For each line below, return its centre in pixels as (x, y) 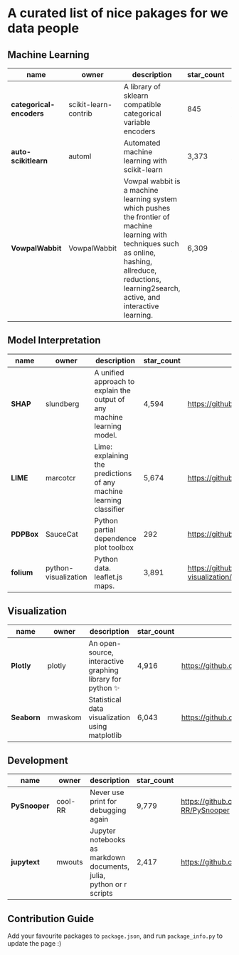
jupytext (26, 862)
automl (80, 156)
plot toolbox (114, 547)
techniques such (151, 244)
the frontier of (147, 217)
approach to (115, 381)
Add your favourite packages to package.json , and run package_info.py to (115, 936)
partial (105, 530)
